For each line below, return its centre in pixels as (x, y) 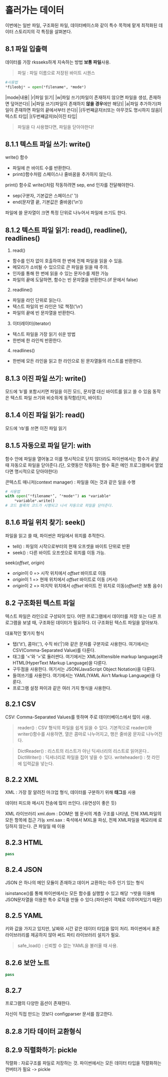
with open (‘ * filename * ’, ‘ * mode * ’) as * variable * (58, 496)
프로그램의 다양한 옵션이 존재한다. (38, 1003)
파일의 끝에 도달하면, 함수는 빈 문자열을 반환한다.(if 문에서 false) (75, 280)
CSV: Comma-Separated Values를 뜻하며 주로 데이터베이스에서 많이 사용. (78, 717)
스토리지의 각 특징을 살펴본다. (43, 31)
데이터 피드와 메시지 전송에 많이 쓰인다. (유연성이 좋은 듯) (61, 803)
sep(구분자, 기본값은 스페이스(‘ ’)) (45, 196)
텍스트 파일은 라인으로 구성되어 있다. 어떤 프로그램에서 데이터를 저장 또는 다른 (81, 616)
